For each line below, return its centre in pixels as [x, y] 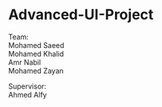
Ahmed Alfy [28, 94]
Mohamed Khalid [36, 53]
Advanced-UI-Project [81, 15]
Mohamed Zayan [36, 70]
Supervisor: [27, 86]
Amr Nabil [25, 62]
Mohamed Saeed [36, 45]
